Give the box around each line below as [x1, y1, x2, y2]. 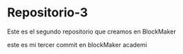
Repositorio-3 [7, 5, 88, 21]
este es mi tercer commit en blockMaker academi [7, 40, 147, 49]
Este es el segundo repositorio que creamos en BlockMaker [7, 27, 177, 36]
